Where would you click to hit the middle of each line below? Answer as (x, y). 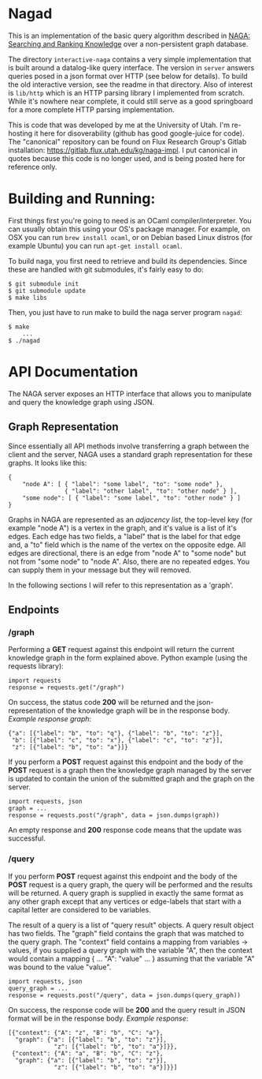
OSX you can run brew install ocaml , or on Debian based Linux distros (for (131, 237)
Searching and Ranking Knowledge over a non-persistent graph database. (128, 43)
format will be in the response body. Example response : (98, 1018)
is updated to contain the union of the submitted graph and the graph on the (131, 779)
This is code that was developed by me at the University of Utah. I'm (119, 125)
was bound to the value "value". (60, 967)
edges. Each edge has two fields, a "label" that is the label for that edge (125, 536)
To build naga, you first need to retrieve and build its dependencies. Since (128, 260)
